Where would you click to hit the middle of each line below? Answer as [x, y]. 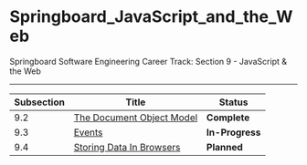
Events [88, 132]
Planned [225, 147]
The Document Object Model [136, 118]
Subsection [40, 102]
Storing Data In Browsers [127, 147]
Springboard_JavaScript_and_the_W [151, 17]
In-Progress [233, 132]
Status [233, 102]
